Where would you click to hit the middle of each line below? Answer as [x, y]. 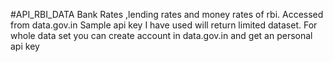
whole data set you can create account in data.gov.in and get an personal [161, 35]
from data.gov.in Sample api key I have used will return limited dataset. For [164, 25]
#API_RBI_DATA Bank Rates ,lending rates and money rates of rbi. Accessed [167, 14]
